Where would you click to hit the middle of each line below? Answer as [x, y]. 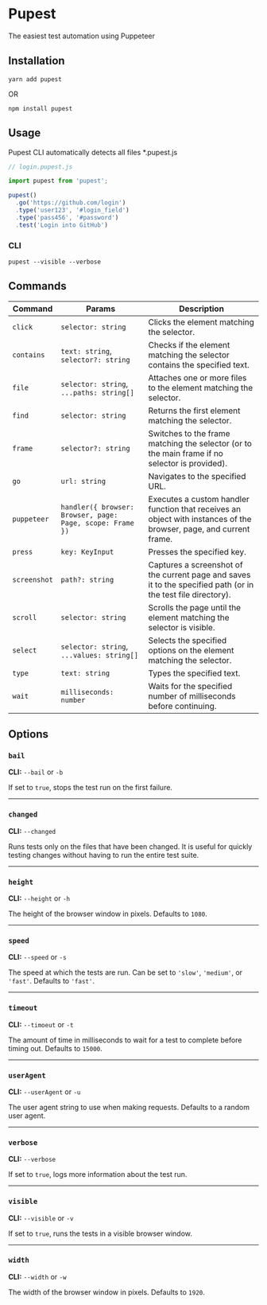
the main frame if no [186, 453]
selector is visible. [182, 627]
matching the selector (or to [200, 443]
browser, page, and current [199, 528]
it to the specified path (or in [201, 584]
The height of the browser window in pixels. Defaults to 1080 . [108, 914]
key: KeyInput [87, 551]
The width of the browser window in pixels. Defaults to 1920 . [106, 1292]
